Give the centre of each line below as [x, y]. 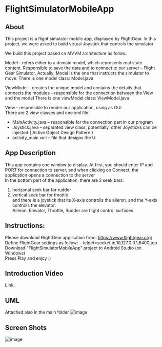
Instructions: [25, 226]
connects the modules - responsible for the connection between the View [79, 93]
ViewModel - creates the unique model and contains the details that [73, 88]
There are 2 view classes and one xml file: [47, 113]
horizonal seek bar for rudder [42, 190]
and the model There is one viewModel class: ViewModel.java [67, 98]
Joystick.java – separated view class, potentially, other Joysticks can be [84, 127]
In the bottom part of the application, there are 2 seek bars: [65, 180]
